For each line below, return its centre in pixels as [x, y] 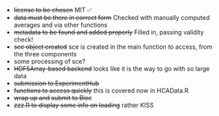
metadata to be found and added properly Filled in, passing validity [109, 32]
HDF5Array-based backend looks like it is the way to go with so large [112, 69]
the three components [45, 54]
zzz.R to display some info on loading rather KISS [84, 105]
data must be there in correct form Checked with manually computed [112, 18]
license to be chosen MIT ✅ [53, 10]
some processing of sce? [50, 61]
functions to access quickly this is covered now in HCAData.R [101, 91]
